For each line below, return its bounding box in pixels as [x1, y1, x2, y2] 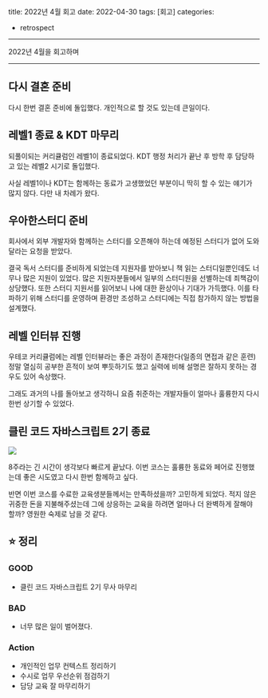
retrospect [19, 23, 54, 32]
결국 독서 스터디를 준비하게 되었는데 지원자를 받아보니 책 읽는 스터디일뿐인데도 [8, 263, 251, 273]
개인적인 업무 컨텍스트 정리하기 [19, 661, 116, 671]
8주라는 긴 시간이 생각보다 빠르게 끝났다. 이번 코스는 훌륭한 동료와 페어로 [8, 462, 234, 472]
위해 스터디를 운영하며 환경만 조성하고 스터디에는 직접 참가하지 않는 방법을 [29, 293, 260, 303]
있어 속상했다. [22, 372, 66, 381]
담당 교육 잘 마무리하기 [19, 681, 91, 691]
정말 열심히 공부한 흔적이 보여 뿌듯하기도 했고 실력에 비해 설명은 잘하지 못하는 [8, 362, 249, 372]
